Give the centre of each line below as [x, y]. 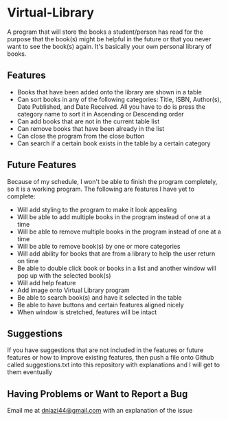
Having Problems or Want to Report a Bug [98, 394]
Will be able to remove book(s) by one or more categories [99, 246]
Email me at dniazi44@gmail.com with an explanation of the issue [100, 411]
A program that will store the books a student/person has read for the [105, 32]
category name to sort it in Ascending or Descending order [100, 114]
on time [28, 260]
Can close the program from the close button [81, 136]
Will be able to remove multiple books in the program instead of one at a [119, 232]
